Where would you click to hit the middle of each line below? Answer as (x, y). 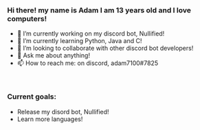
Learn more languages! (50, 119)
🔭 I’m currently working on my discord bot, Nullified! (91, 34)
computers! (27, 18)
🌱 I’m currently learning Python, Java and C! (79, 41)
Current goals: (32, 96)
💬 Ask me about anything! (54, 55)
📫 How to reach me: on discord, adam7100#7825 (88, 63)
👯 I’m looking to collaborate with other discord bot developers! (105, 48)
